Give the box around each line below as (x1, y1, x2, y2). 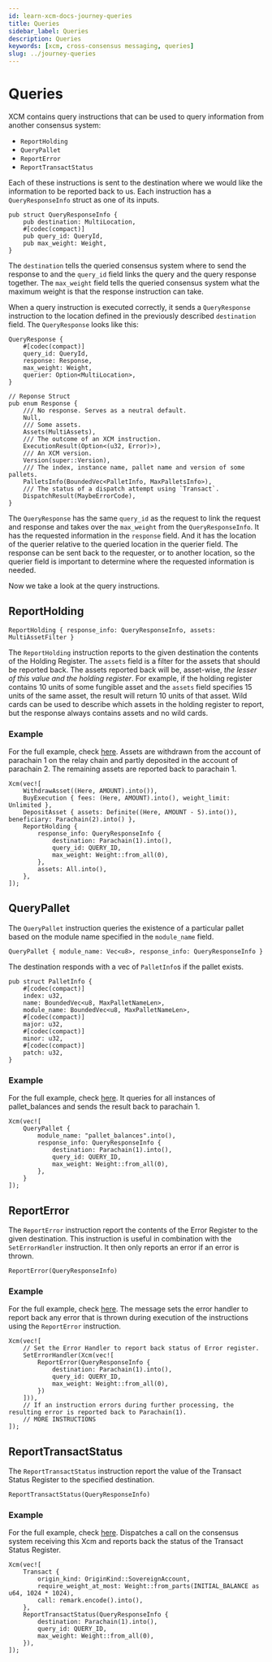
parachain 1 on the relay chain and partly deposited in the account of (8, 756, 239, 766)
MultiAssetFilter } (8, 633, 75, 641)
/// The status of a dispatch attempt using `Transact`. (23, 485, 220, 493)
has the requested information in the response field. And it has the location (8, 530, 257, 540)
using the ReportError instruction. (8, 1321, 122, 1331)
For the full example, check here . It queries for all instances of (8, 1093, 216, 1103)
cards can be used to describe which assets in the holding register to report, (8, 699, 265, 709)
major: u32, (23, 1020, 63, 1028)
